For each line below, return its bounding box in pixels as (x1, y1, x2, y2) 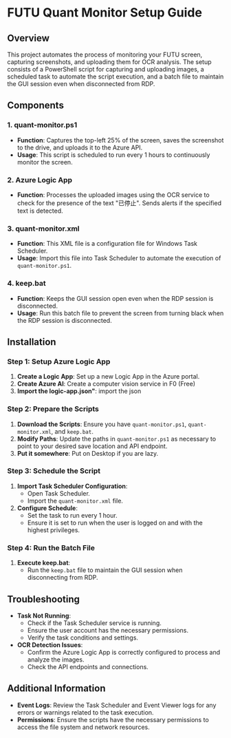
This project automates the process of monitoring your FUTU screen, (7, 50, 203, 59)
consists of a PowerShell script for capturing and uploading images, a (7, 65, 204, 73)
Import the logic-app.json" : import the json (16, 387, 142, 395)
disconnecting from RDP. (27, 573, 98, 582)
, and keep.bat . (51, 427, 94, 435)
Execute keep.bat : (16, 559, 71, 567)
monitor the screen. (16, 158, 74, 166)
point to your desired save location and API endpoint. (16, 442, 168, 450)
